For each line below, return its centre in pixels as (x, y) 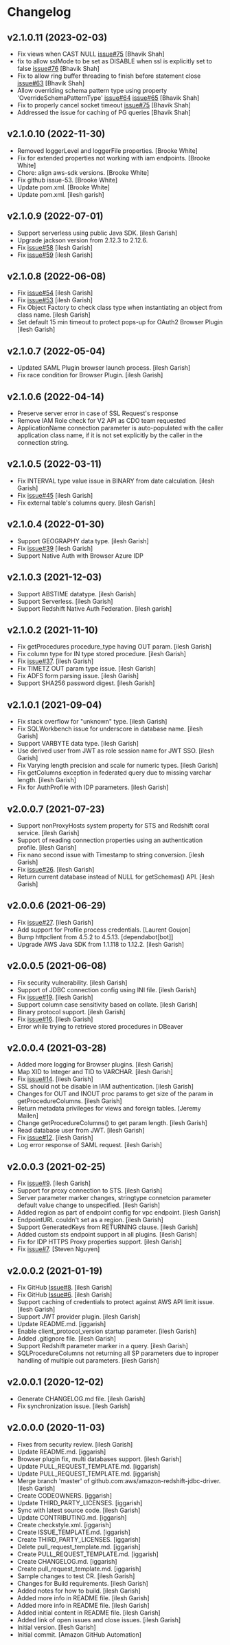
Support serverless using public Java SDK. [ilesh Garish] (97, 233)
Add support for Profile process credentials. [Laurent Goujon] (104, 930)
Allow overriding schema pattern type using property (92, 91)
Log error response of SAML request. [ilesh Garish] (90, 1145)
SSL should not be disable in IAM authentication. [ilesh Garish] (105, 1087)
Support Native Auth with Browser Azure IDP (80, 556)
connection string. (43, 443)
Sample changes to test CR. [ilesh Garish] (76, 1576)
